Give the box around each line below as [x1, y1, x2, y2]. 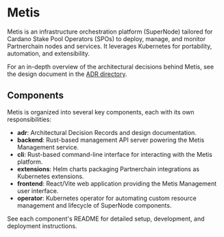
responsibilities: [7, 115, 51, 123]
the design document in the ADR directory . [7, 70, 127, 78]
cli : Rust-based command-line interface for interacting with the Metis [16, 150, 212, 158]
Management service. [16, 142, 79, 151]
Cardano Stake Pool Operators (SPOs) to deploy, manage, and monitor [7, 34, 206, 42]
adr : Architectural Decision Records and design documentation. [16, 128, 197, 136]
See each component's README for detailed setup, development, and [7, 214, 205, 223]
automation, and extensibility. [7, 49, 90, 58]
